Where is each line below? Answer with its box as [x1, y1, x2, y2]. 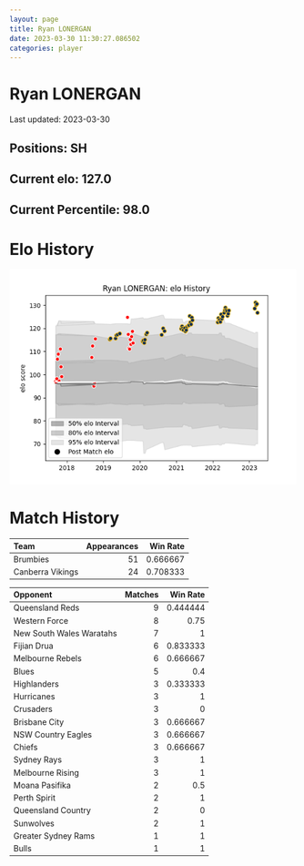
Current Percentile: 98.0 [9, 202, 150, 218]
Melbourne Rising [13, 767, 80, 778]
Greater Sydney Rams [13, 830, 96, 841]
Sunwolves [13, 818, 55, 829]
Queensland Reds [13, 602, 80, 614]
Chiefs [13, 742, 38, 753]
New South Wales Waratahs [13, 627, 117, 638]
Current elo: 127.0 [9, 171, 112, 187]
